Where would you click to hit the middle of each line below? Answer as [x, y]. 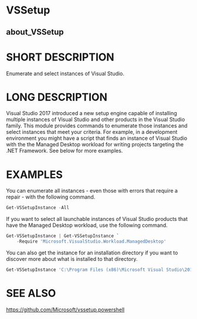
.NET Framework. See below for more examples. [64, 151]
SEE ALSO [31, 293]
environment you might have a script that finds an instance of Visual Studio [97, 138]
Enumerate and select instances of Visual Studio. [65, 73]
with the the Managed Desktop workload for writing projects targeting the [95, 145]
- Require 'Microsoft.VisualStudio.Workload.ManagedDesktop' [91, 241]
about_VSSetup [35, 32]
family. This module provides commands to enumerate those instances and [97, 126]
